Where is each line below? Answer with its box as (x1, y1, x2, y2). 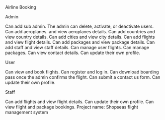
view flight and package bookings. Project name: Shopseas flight (5, 104, 138, 110)
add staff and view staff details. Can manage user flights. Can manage (5, 45, 150, 50)
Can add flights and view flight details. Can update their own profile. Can (5, 99, 154, 105)
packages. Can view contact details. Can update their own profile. (5, 50, 140, 56)
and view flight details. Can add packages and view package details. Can (5, 39, 155, 45)
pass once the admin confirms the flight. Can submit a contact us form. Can (5, 74, 161, 80)
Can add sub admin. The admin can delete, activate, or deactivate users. (5, 23, 154, 29)
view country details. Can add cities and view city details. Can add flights (5, 34, 155, 40)
